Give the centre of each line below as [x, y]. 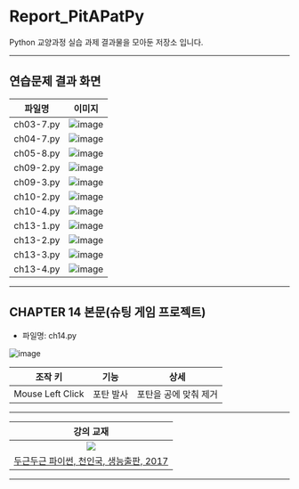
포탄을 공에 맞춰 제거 [177, 394]
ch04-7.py [37, 138]
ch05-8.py [37, 153]
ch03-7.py [37, 124]
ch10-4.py [37, 211]
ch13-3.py [37, 254]
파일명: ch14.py [49, 335]
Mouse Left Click [49, 394]
